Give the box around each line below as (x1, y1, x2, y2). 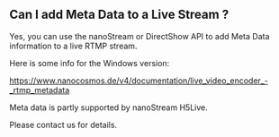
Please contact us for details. (9, 119, 118, 130)
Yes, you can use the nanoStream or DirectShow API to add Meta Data (9, 30, 270, 41)
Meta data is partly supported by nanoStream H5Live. (9, 102, 209, 113)
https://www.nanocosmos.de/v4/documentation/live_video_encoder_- (9, 75, 268, 86)
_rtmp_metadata (9, 84, 70, 95)
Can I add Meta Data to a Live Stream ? (9, 7, 229, 22)
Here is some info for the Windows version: (9, 57, 170, 68)
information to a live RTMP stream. (9, 40, 138, 51)
